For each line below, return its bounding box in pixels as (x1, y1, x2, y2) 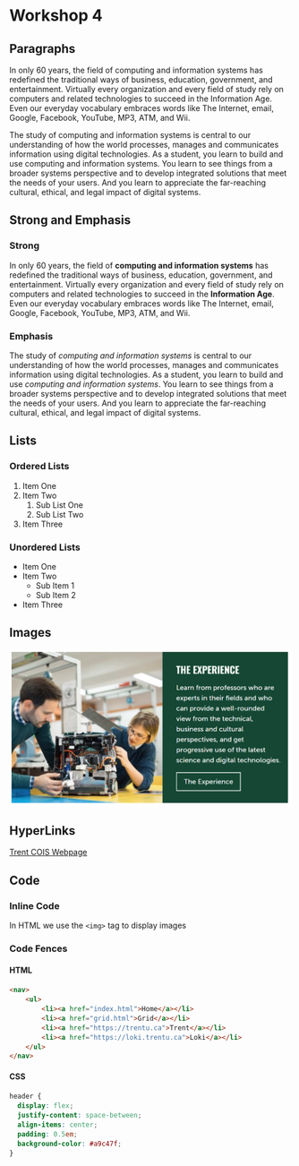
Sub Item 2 (35, 589, 76, 600)
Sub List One (35, 499, 83, 510)
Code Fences (9, 942, 68, 955)
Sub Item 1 (35, 579, 74, 591)
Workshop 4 (9, 5, 103, 26)
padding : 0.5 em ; (17, 1129, 78, 1138)
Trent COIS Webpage (9, 847, 88, 858)
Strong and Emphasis (9, 212, 132, 228)
